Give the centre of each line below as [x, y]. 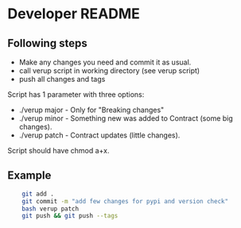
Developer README [74, 14]
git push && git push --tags [70, 216]
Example [29, 176]
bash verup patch [51, 209]
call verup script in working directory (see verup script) [109, 71]
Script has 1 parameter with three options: [76, 95]
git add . [38, 194]
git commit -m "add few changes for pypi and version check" [125, 201]
